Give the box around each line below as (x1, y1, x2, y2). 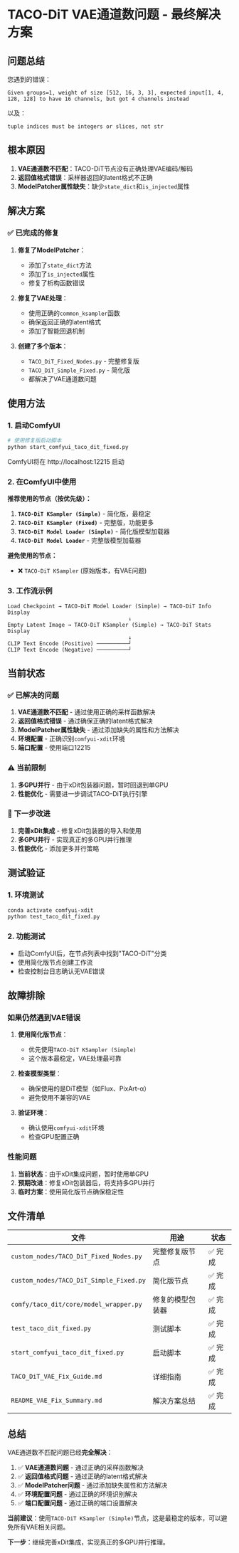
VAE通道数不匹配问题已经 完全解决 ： (7, 1448, 113, 1457)
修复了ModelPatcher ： (17, 245, 86, 254)
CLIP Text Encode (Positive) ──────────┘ (7, 640, 132, 647)
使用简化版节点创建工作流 (17, 958, 93, 966)
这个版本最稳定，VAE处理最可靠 (28, 1054, 122, 1063)
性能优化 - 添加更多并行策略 (17, 844, 100, 852)
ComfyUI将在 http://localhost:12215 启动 (7, 457, 124, 466)
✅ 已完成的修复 (7, 228, 59, 238)
